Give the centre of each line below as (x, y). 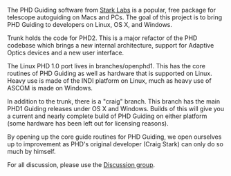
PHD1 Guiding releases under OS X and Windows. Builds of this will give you (116, 109)
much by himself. (32, 151)
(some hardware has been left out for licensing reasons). (88, 123)
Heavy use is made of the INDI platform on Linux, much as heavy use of (110, 81)
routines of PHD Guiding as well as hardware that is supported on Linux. (110, 73)
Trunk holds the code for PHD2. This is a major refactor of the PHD (102, 38)
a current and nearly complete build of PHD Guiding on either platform (107, 116)
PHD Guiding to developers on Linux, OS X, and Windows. (90, 25)
